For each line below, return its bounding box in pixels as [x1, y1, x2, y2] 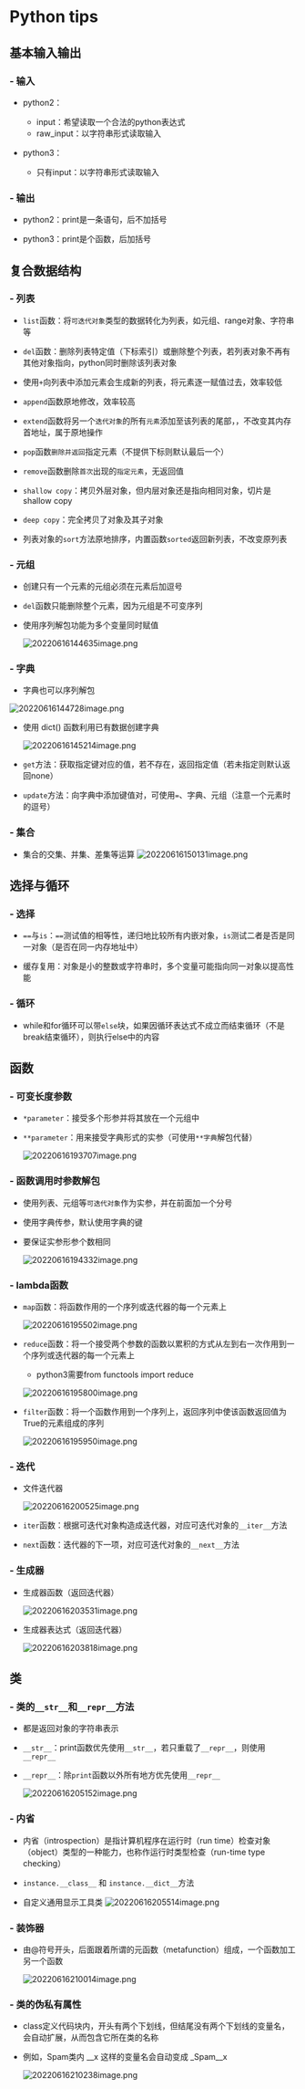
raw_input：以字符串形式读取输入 [36, 128, 162, 139]
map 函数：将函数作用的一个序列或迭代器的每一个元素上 [22, 1301, 228, 1312]
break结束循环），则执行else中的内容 [22, 1031, 160, 1042]
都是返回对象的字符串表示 [22, 1723, 119, 1734]
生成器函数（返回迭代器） [22, 1586, 119, 1598]
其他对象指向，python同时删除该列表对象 [22, 357, 178, 368]
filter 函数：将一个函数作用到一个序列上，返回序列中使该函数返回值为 [22, 1406, 287, 1417]
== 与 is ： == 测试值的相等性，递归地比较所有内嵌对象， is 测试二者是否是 [22, 930, 288, 941]
